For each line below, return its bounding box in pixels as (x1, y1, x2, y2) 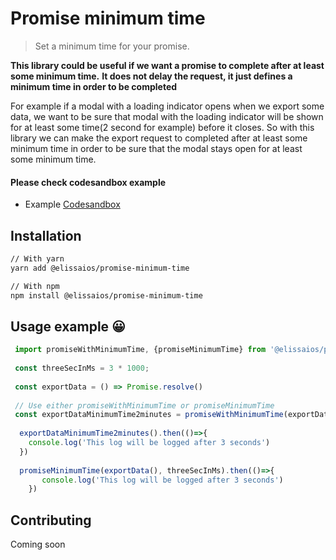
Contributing (10, 512, 92, 529)
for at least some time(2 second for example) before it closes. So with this (10, 121, 315, 133)
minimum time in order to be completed (10, 80, 178, 92)
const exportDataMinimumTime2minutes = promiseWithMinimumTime (14, 410, 284, 420)
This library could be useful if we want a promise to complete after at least (10, 59, 325, 71)
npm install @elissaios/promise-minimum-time (10, 290, 203, 301)
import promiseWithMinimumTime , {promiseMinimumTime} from (14, 345, 267, 355)
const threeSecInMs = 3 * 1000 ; (14, 363, 150, 374)
